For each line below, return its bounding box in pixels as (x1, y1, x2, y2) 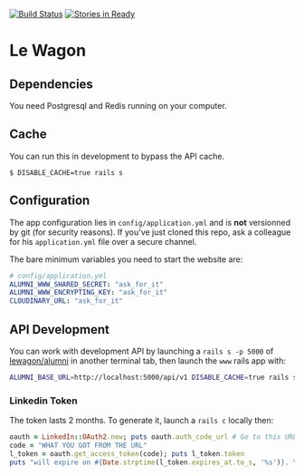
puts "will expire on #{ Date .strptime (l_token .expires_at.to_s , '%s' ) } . (9, 458, 290, 467)
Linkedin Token (9, 394, 79, 407)
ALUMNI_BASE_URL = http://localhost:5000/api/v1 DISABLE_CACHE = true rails (9, 373, 290, 382)
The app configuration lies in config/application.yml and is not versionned (9, 217, 291, 228)
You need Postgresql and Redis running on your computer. (9, 101, 228, 111)
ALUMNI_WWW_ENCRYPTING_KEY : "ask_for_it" (9, 288, 168, 297)
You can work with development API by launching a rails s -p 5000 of (9, 345, 274, 356)
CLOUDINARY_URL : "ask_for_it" (9, 296, 124, 306)
